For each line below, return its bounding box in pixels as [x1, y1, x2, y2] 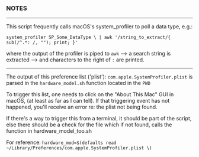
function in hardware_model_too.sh [6, 127, 92, 135]
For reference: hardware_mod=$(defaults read [6, 139, 117, 146]
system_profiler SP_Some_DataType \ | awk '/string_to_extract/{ [6, 34, 171, 41]
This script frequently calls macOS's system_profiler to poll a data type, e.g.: [6, 23, 193, 30]
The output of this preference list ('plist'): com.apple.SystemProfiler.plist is [6, 73, 193, 80]
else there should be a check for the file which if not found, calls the [6, 121, 172, 128]
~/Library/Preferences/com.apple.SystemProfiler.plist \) [6, 145, 152, 151]
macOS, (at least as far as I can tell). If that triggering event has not [6, 97, 170, 104]
